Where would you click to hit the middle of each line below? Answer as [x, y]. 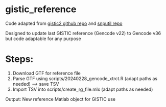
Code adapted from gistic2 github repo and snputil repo [64, 23]
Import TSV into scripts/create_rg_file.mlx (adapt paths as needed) [83, 89]
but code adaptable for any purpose [43, 39]
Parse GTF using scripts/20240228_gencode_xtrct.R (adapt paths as [85, 78]
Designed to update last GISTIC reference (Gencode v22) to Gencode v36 [83, 33]
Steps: [19, 59]
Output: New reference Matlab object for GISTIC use [61, 99]
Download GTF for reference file [46, 73]
